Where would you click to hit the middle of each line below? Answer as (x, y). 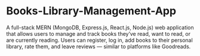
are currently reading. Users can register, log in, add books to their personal (99, 40)
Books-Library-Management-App (91, 11)
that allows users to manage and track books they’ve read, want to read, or (99, 33)
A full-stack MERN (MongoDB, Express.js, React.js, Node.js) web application (100, 27)
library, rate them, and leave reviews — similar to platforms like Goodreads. (99, 46)
